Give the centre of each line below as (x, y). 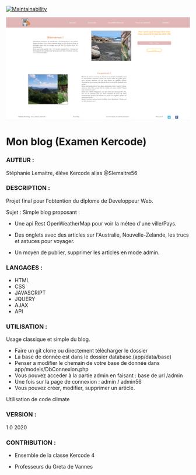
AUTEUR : (20, 160)
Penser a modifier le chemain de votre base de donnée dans (87, 363)
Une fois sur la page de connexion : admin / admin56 (78, 382)
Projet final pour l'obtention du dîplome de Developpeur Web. (80, 201)
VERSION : (21, 415)
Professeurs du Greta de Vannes (54, 467)
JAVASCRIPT (30, 293)
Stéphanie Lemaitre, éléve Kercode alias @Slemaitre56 (72, 173)
